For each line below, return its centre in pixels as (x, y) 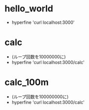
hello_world (29, 9)
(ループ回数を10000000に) (39, 56)
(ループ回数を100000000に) (40, 97)
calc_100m (27, 82)
